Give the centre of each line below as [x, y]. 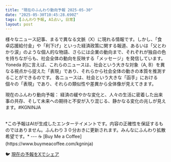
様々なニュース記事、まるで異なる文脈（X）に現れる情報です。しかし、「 [81, 39]
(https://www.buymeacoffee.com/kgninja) [49, 144]
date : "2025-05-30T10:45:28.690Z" [42, 15]
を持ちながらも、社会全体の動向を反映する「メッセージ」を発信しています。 [86, 59]
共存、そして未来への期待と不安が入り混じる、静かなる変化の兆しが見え [90, 101]
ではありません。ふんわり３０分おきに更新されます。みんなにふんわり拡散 [88, 130]
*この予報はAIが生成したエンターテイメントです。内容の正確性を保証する [82, 124]
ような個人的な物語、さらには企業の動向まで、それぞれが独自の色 [97, 52]
